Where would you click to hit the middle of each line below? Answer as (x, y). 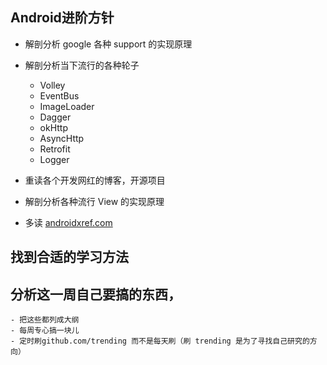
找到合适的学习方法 (69, 257)
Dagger (55, 117)
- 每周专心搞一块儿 (45, 331)
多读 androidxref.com (68, 222)
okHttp (54, 127)
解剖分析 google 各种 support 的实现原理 (108, 44)
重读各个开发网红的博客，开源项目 (95, 180)
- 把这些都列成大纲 (45, 320)
